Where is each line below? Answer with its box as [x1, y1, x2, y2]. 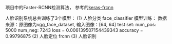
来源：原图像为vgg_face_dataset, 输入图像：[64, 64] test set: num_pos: [5, 22, 157, 27]
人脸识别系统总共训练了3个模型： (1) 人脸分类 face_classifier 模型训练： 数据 [5, 15, 167, 21]
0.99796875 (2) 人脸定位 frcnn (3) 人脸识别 [5, 33, 97, 39]
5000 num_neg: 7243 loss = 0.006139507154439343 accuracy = [5, 27, 144, 33]
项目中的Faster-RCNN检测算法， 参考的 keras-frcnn [5, 5, 114, 10]
